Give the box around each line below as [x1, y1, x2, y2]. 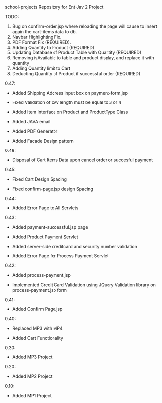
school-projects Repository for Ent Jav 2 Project [5, 4, 104, 10]
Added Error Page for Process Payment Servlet [12, 253, 109, 259]
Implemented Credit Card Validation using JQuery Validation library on [12, 282, 156, 288]
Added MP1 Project [12, 393, 52, 398]
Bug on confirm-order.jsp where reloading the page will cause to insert [12, 23, 158, 29]
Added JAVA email [12, 119, 51, 124]
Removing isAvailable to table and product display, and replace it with [12, 55, 154, 61]
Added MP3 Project [12, 354, 53, 360]
